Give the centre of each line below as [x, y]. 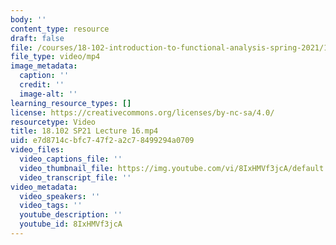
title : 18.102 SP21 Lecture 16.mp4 [84, 131]
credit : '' [42, 85]
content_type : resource [60, 29]
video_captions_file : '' [71, 159]
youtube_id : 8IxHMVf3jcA [71, 224]
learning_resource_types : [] [71, 103]
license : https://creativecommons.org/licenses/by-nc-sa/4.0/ [142, 112]
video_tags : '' [51, 206]
